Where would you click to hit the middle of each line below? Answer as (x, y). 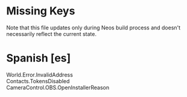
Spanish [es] (39, 58)
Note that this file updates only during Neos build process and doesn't (93, 28)
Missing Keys (41, 11)
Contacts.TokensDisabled (38, 81)
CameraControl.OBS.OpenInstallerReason (58, 87)
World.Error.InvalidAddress (40, 75)
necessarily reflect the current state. (51, 34)
